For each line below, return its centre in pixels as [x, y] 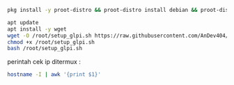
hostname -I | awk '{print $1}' [54, 75]
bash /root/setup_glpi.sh [45, 49]
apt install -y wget [37, 29]
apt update [23, 22]
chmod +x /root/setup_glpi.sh [51, 42]
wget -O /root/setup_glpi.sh [49, 36]
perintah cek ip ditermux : [44, 62]
